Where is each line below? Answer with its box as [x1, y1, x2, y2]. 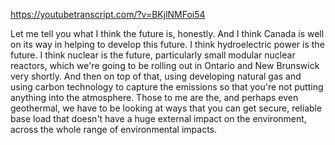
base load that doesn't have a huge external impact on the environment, [10, 113, 307, 124]
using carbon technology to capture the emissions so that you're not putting [10, 81, 324, 93]
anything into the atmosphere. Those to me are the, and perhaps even [10, 92, 299, 103]
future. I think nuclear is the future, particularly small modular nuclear [10, 49, 296, 61]
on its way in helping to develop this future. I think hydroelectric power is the [10, 39, 325, 50]
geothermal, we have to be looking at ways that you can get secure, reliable [10, 102, 323, 114]
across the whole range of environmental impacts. [10, 124, 218, 135]
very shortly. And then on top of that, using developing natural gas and [10, 70, 302, 82]
